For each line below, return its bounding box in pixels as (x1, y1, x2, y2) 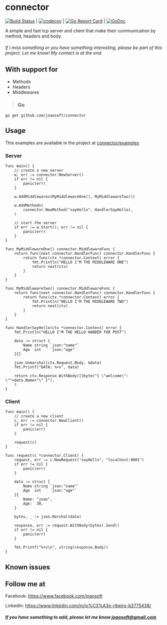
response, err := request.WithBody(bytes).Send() (14, 523, 120, 528)
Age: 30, (23, 501, 43, 506)
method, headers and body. (5, 33, 62, 39)
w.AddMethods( (14, 203, 43, 208)
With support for (5, 65, 58, 74)
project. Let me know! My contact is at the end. (5, 49, 102, 56)
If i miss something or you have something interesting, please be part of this (5, 44, 162, 50)
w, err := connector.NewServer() (14, 172, 84, 177)
